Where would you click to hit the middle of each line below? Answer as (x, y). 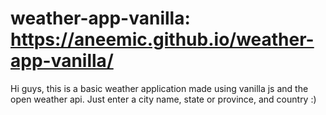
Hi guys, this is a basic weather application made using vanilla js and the (159, 88)
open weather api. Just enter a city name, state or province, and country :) (163, 99)
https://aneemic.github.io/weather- (162, 39)
